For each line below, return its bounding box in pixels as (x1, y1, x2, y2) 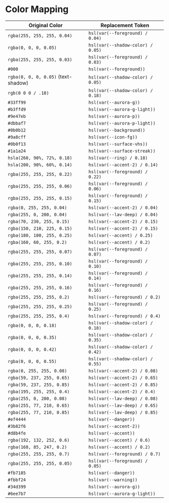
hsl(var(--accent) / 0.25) (88, 232, 153, 238)
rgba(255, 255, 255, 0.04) (8, 33, 72, 38)
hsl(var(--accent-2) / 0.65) (88, 374, 158, 381)
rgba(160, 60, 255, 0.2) (8, 239, 67, 245)
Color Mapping (5, 4, 69, 15)
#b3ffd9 (8, 106, 26, 112)
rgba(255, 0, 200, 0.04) (8, 212, 67, 217)
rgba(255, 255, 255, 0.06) (8, 183, 72, 189)
